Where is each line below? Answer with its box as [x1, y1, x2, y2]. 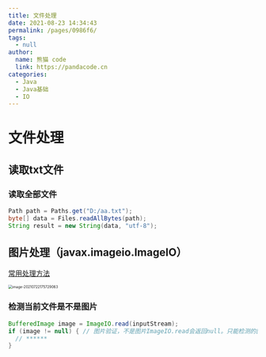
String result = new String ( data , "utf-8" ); [8, 222, 158, 230]
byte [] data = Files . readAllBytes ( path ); [8, 215, 147, 222]
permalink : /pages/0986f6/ [8, 26, 97, 34]
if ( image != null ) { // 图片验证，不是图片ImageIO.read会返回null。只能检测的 [8, 327, 256, 335]
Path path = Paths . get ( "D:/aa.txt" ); [8, 207, 133, 215]
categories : [8, 70, 47, 78]
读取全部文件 [8, 188, 58, 199]
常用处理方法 [8, 268, 50, 278]
